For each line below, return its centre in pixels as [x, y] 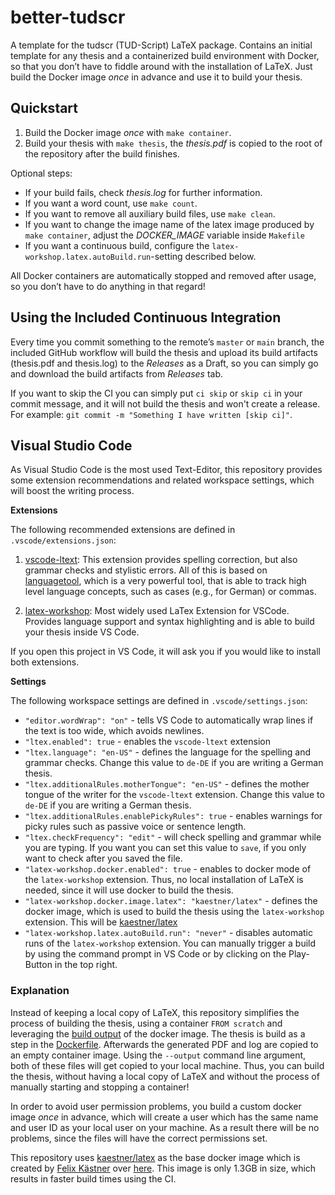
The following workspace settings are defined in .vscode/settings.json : [159, 701]
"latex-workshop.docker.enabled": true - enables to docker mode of [168, 869]
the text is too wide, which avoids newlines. [114, 731]
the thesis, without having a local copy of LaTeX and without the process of [165, 1076]
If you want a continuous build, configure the [117, 245]
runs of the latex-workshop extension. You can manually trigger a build [170, 943]
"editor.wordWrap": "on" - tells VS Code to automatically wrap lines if [169, 720]
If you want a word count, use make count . [111, 203]
